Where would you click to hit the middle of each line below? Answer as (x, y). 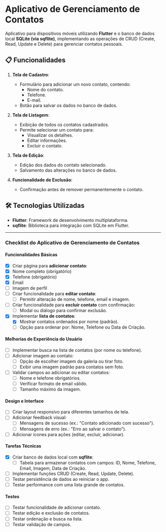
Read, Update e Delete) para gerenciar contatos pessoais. (64, 44)
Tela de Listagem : (31, 115)
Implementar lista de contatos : (44, 316)
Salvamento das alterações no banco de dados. (68, 170)
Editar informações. (47, 140)
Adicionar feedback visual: (39, 417)
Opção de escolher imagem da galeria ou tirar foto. (72, 361)
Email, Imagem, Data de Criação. (53, 468)
